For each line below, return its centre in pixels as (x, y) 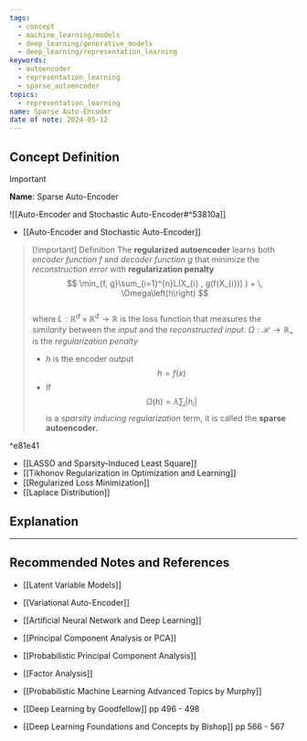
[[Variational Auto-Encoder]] (76, 602)
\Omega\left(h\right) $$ (165, 292)
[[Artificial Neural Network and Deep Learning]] (112, 620)
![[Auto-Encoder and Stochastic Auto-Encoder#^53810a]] (118, 214)
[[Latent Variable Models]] (72, 585)
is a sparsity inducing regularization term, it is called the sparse (165, 418)
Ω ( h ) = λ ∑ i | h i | (172, 403)
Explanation (44, 521)
